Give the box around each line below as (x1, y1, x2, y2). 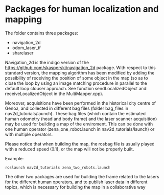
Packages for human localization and (5, 3, 159, 15)
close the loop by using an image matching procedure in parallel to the (5, 80, 147, 86)
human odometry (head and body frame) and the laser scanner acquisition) (5, 116, 157, 122)
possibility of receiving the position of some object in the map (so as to (5, 75, 148, 81)
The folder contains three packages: (5, 30, 78, 36)
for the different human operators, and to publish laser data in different (5, 179, 148, 185)
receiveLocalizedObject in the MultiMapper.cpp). (5, 91, 104, 97)
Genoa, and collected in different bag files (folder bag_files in (5, 105, 129, 111)
